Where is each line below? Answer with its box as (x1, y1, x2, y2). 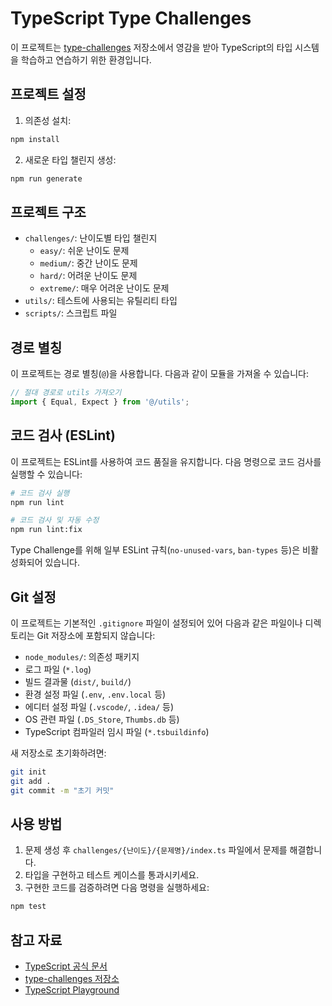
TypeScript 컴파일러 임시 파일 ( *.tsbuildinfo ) (24, 726, 210, 737)
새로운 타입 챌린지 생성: (24, 153, 117, 166)
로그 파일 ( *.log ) (24, 663, 92, 675)
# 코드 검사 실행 (10, 488, 70, 498)
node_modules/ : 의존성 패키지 (24, 651, 140, 662)
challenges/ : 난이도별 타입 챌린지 (24, 232, 158, 244)
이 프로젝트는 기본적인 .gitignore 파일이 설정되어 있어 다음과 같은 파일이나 (10, 617, 303, 629)
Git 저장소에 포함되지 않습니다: (36, 630, 156, 641)
